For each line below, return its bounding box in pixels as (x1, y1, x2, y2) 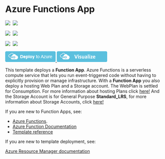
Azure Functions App (5, 3, 95, 15)
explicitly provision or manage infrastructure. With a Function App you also (5, 77, 160, 83)
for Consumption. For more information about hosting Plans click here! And (5, 88, 160, 94)
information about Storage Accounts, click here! (5, 98, 104, 104)
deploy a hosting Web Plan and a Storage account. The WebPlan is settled (5, 82, 158, 88)
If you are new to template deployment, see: (5, 138, 96, 144)
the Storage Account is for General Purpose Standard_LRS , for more (5, 93, 146, 99)
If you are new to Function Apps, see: (5, 108, 82, 114)
